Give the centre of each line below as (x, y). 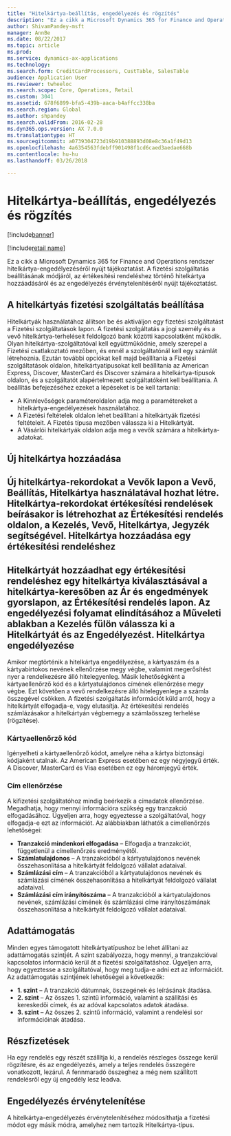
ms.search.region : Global (44, 109)
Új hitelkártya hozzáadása (64, 459)
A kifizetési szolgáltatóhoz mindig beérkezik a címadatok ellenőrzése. (106, 801)
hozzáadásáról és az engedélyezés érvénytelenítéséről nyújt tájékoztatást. (112, 283)
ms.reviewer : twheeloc (40, 84)
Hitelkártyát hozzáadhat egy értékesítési (96, 570)
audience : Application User (47, 77)
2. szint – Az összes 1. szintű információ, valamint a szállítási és (107, 997)
